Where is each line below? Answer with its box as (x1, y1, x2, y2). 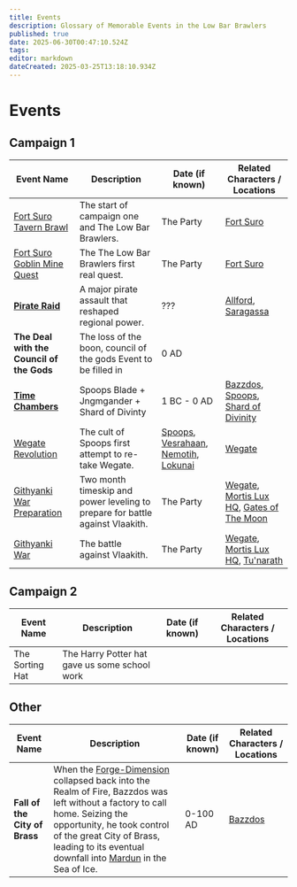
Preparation (13, 506, 63, 519)
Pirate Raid (13, 299, 60, 312)
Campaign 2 (9, 584, 78, 599)
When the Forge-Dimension (52, 763, 170, 775)
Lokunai (161, 459, 194, 471)
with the (13, 342, 49, 354)
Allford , (225, 294, 255, 306)
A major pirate (79, 282, 139, 295)
